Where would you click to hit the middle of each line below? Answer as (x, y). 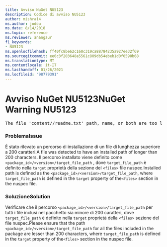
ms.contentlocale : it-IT (31, 65)
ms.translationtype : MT (30, 61)
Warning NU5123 (41, 110)
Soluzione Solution (28, 197)
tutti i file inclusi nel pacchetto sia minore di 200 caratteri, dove (70, 213)
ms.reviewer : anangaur (29, 38)
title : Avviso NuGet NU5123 (34, 10)
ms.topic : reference (27, 33)
